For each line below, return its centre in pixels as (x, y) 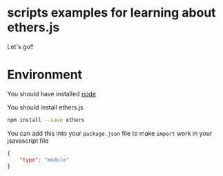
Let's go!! (21, 46)
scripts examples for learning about (111, 13)
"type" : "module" (45, 160)
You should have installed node (52, 94)
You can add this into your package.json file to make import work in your (110, 133)
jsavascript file (28, 141)
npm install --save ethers (46, 120)
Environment (45, 75)
